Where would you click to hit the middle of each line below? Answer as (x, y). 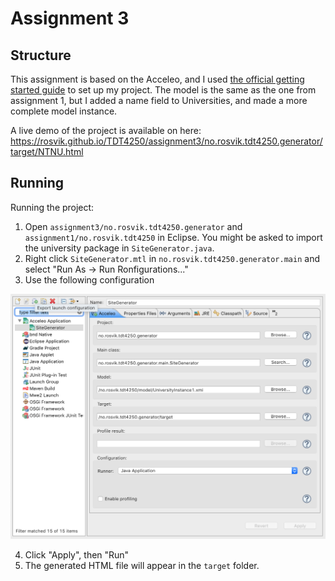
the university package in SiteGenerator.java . (119, 248)
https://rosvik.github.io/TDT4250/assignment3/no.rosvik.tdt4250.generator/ (166, 141)
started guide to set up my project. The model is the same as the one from (163, 90)
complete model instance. (64, 111)
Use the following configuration (89, 279)
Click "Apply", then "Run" (77, 555)
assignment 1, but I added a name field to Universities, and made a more (159, 100)
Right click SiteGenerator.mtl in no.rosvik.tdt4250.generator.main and (172, 258)
